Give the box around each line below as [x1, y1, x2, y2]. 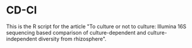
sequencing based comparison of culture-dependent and [6, 29, 146, 36]
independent [6, 35, 37, 42]
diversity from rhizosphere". [38, 35, 107, 42]
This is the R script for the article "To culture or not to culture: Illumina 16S [6, 23, 187, 30]
